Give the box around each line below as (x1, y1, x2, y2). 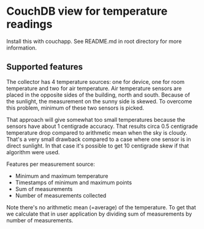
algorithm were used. (6, 148, 60, 156)
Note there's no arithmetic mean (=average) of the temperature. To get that (6, 203, 196, 211)
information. (6, 44, 37, 51)
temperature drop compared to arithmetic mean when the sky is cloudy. (6, 129, 188, 136)
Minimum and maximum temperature (15, 172, 108, 179)
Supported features (6, 62, 83, 72)
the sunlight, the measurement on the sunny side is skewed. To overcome (6, 97, 192, 105)
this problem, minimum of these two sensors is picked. (6, 104, 145, 111)
